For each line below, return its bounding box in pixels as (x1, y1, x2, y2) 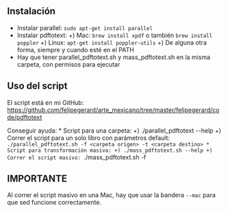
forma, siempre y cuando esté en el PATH (16, 45, 135, 54)
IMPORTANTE (7, 173, 67, 185)
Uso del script (7, 80, 68, 92)
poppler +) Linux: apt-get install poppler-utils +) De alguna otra (16, 38, 207, 47)
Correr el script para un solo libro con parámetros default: (7, 133, 170, 142)
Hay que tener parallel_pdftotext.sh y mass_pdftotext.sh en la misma (16, 53, 211, 61)
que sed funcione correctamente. (7, 199, 101, 207)
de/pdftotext (7, 113, 42, 121)
